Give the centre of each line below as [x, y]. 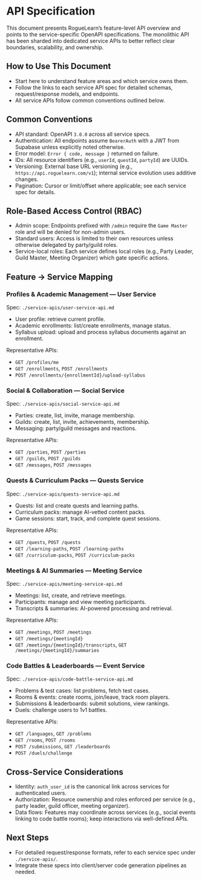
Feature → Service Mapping [60, 277]
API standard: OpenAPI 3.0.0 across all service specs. [83, 134]
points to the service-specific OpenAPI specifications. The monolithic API [98, 34]
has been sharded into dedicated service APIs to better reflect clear [91, 41]
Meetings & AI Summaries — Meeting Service [74, 570]
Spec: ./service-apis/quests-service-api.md [63, 494]
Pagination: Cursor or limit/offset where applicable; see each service [100, 186]
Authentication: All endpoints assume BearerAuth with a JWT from [97, 140]
